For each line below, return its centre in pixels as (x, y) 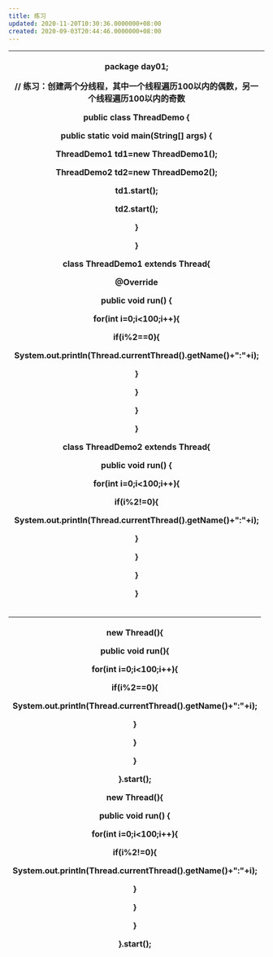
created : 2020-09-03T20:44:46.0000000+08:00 (85, 31)
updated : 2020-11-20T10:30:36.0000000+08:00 (85, 24)
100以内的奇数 (157, 98)
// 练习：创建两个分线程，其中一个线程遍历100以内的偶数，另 (132, 86)
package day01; (136, 67)
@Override (136, 282)
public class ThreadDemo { (136, 117)
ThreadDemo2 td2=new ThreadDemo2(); (136, 173)
